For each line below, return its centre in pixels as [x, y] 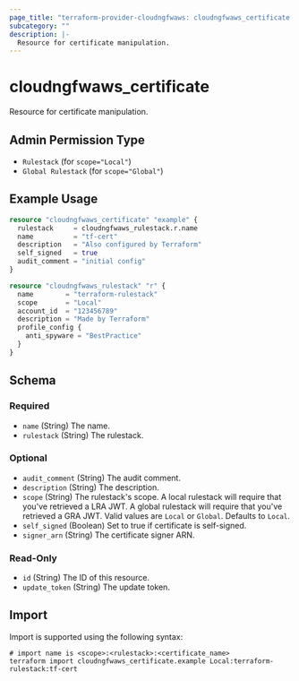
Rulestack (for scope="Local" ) [77, 161]
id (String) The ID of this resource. [86, 578]
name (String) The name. [66, 426]
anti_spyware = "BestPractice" [84, 336]
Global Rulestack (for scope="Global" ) [93, 171]
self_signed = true [58, 253]
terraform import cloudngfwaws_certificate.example [107, 661]
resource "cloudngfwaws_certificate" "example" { [104, 220]
